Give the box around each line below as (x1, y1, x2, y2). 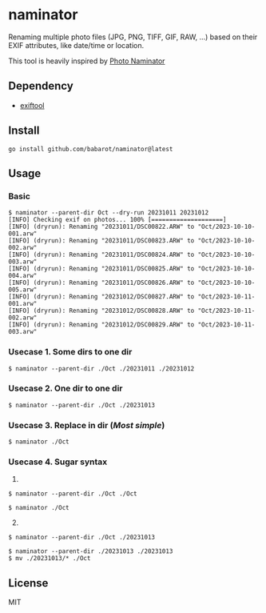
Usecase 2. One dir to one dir (8, 383, 123, 394)
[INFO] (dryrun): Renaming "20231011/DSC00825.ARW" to (8, 265, 195, 273)
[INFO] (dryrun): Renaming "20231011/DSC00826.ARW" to (8, 278, 195, 287)
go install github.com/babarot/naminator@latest (8, 145, 173, 153)
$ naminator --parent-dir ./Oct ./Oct (8, 490, 137, 498)
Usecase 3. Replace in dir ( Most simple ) (8, 419, 165, 431)
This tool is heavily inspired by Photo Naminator (8, 56, 165, 66)
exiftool (19, 100, 46, 110)
